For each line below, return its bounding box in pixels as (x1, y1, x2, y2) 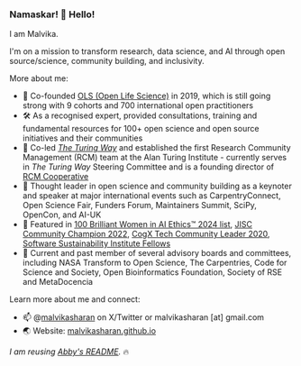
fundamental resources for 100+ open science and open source (22, 124, 260, 134)
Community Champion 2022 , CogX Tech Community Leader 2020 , (22, 229, 270, 240)
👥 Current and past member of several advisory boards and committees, (22, 248, 292, 259)
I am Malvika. (9, 29, 59, 40)
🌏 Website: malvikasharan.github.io (22, 325, 156, 336)
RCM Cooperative (22, 171, 89, 182)
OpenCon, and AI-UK (22, 209, 102, 220)
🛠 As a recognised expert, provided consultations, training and (22, 110, 258, 121)
